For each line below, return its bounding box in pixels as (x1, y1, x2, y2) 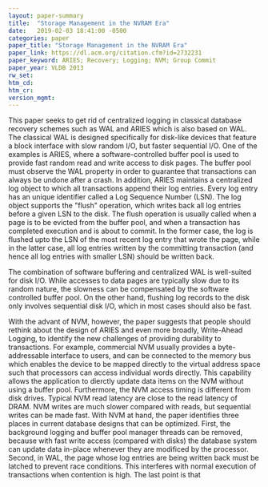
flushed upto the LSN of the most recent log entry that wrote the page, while (8, 235, 260, 244)
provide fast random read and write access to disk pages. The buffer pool (8, 158, 252, 168)
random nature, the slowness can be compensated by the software (8, 284, 230, 294)
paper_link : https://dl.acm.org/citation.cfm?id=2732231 (8, 49, 202, 57)
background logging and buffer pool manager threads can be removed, (8, 428, 243, 437)
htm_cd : (8, 78, 34, 87)
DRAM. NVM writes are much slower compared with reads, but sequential (8, 402, 251, 412)
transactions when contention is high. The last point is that (8, 470, 202, 480)
